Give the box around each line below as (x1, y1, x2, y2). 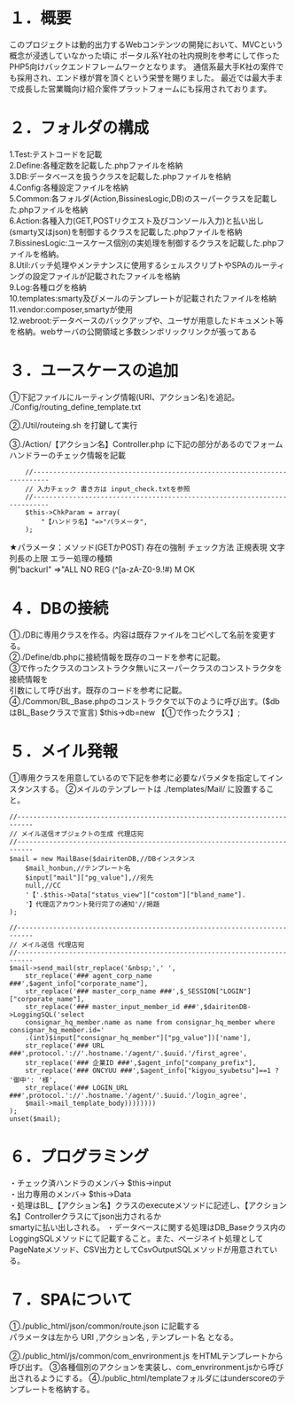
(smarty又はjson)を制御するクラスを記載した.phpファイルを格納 (9, 226, 243, 237)
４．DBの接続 (9, 599, 109, 618)
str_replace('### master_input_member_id (25, 1002, 180, 1011)
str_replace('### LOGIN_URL (25, 1083, 128, 1092)
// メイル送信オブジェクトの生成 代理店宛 (9, 829, 144, 838)
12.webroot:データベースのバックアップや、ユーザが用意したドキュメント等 (9, 315, 284, 325)
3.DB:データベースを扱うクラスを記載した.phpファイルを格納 (9, 170, 232, 182)
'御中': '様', (9, 1075, 58, 1085)
